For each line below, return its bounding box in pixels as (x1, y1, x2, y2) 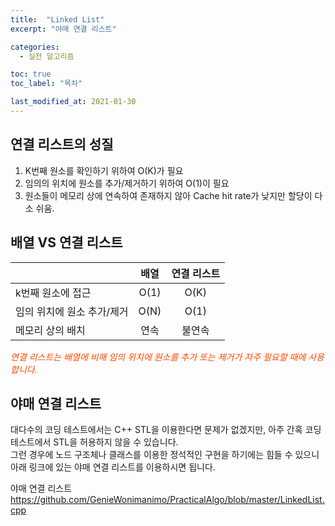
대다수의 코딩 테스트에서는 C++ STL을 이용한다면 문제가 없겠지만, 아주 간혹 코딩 (10, 424, 322, 436)
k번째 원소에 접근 (15, 286, 92, 300)
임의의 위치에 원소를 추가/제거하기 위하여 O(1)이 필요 (24, 177, 230, 189)
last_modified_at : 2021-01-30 (10, 97, 137, 107)
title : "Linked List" (10, 14, 105, 25)
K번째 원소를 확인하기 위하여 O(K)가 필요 (24, 164, 184, 176)
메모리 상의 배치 (15, 323, 86, 337)
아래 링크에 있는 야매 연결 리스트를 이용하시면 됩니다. (10, 461, 216, 473)
